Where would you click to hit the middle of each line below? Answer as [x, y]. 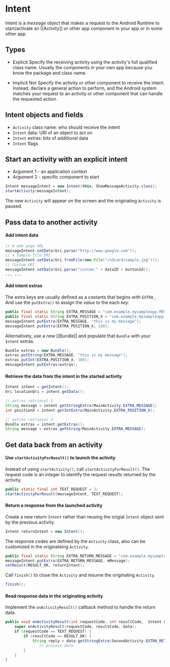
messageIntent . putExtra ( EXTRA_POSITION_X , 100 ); [57, 326]
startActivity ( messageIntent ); [38, 191]
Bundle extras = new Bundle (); [38, 351]
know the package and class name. [50, 73]
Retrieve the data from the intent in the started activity [64, 376]
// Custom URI [20, 265]
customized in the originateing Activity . [47, 546]
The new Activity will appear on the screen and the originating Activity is [83, 201]
